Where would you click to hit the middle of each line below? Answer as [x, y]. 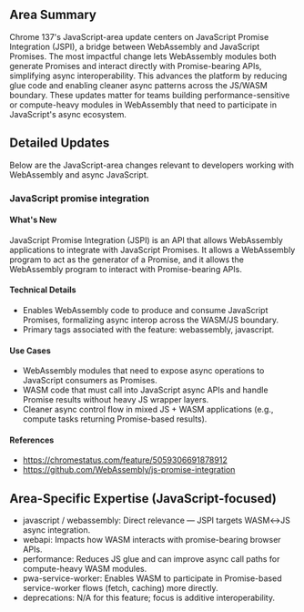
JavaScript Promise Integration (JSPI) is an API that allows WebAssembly [147, 240]
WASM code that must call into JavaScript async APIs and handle [145, 390]
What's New [33, 220]
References [32, 440]
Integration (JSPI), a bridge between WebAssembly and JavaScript [135, 46]
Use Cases [30, 351]
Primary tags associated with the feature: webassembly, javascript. [148, 329]
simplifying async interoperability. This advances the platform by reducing [148, 76]
